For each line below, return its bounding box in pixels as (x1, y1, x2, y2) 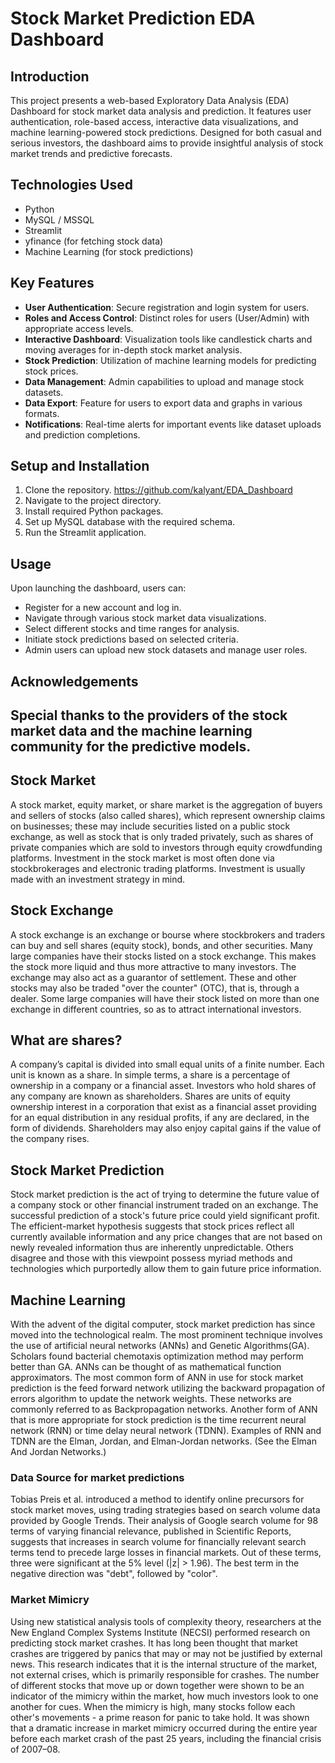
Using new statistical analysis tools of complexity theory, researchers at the (10, 1615, 322, 1627)
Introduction (10, 68, 90, 85)
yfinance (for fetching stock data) (24, 235, 164, 247)
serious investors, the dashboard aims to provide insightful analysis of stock (10, 137, 324, 149)
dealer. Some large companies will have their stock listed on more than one (10, 992, 320, 1004)
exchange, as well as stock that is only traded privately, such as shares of (10, 830, 314, 842)
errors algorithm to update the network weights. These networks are (10, 1393, 293, 1405)
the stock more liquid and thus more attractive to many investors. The (10, 960, 297, 972)
